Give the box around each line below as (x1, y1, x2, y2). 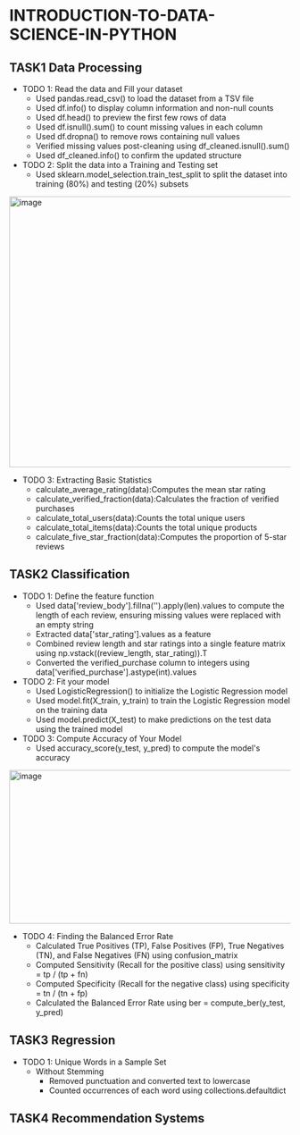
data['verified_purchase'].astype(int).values (35, 667, 197, 677)
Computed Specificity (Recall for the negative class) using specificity (35, 978, 290, 988)
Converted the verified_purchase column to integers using (35, 657, 250, 668)
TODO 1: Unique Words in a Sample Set (21, 1056, 167, 1067)
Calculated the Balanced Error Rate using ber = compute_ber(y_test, (35, 997, 286, 1008)
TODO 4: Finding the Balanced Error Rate (21, 930, 174, 941)
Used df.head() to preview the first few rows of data (35, 113, 227, 122)
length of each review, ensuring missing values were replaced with (35, 610, 281, 620)
